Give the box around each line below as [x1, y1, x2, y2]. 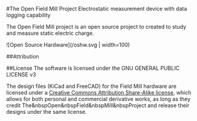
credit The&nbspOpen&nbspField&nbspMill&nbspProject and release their [6, 102, 190, 109]
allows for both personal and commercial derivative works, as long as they [6, 96, 191, 102]
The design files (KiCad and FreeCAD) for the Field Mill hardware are [6, 82, 177, 90]
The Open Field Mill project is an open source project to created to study [6, 23, 187, 30]
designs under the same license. [6, 108, 87, 115]
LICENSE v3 [6, 71, 36, 78]
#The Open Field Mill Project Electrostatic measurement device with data [6, 5, 187, 12]
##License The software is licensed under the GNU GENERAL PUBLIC [6, 64, 180, 72]
